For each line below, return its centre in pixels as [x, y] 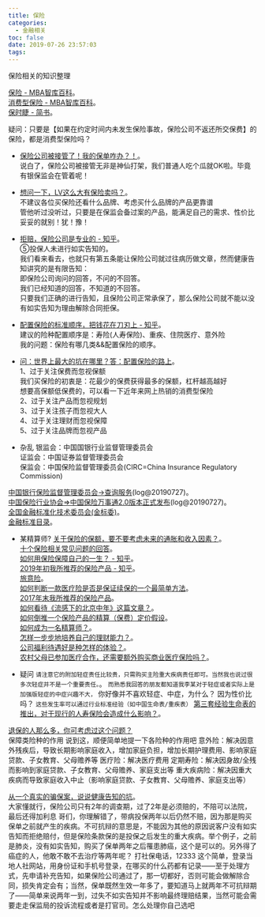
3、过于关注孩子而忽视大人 [63, 411]
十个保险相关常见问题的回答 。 [68, 549]
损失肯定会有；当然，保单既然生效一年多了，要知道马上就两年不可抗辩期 [139, 885]
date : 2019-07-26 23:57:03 [52, 45]
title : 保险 [26, 15]
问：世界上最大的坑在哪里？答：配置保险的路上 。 [99, 361]
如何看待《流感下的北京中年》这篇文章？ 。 [89, 608]
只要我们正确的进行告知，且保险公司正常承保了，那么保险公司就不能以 [134, 298]
